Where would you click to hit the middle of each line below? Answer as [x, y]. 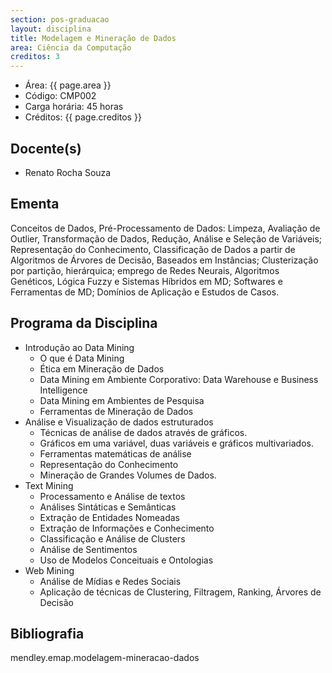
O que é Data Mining [82, 358]
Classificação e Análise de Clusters [112, 538]
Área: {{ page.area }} [68, 85]
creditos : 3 [35, 57]
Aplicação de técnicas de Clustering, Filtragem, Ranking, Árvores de [180, 592]
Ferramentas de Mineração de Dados [116, 411]
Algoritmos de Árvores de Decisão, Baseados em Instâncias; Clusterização [164, 260]
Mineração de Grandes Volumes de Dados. [128, 475]
